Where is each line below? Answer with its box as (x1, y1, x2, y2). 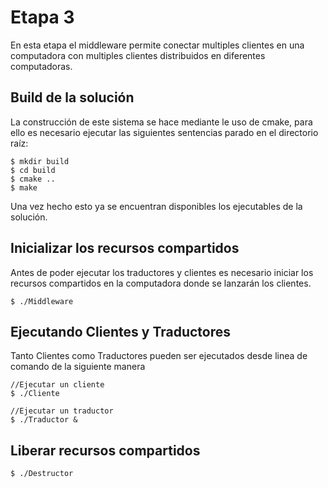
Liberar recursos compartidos (10, 442, 201, 459)
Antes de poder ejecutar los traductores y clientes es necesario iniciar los (10, 266, 314, 278)
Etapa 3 (10, 6, 75, 29)
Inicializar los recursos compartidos (10, 240, 240, 257)
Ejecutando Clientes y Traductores (10, 323, 232, 340)
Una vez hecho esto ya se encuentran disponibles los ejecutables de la (10, 200, 303, 212)
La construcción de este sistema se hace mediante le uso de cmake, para (10, 116, 313, 128)
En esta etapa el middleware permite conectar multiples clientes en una (10, 39, 305, 51)
